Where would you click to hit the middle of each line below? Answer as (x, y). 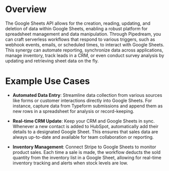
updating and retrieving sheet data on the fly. (52, 61)
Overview (26, 9)
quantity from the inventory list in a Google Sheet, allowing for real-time (87, 157)
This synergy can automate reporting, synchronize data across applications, (84, 50)
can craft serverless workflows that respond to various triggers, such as (80, 39)
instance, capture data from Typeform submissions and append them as (88, 106)
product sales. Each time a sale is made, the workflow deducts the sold (87, 152)
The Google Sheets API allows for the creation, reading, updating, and (78, 23)
